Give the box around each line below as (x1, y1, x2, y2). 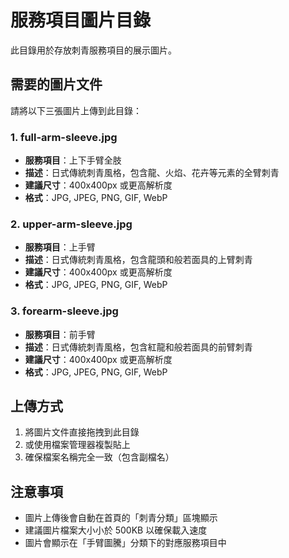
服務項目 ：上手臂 (24, 241, 96, 253)
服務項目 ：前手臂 (24, 328, 96, 340)
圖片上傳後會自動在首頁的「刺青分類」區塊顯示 (24, 512, 218, 524)
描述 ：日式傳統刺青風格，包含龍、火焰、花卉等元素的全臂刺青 (24, 167, 280, 179)
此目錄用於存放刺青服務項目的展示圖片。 (10, 44, 177, 56)
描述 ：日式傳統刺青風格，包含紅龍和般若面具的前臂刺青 (24, 341, 253, 353)
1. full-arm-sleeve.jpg (10, 130, 118, 144)
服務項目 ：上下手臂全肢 (24, 154, 122, 166)
